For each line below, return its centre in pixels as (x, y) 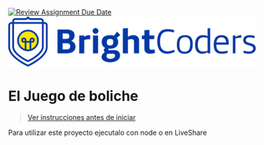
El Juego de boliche (73, 96)
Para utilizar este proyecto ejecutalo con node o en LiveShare (108, 132)
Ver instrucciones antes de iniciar (81, 118)
